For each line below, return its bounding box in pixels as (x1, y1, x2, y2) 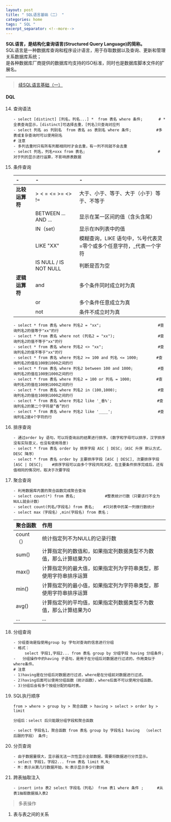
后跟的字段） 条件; (13, 734, 49, 739)
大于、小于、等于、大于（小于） (79, 190, 156, 197)
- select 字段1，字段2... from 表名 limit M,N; (13, 760, 111, 765)
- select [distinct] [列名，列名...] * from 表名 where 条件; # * (13, 117, 166, 122)
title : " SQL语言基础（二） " (6, 12, 64, 17)
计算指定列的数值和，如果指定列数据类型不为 (42, 548, 149, 555)
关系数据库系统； (6, 54, 42, 60)
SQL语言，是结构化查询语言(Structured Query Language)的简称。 (6, 41, 145, 47)
